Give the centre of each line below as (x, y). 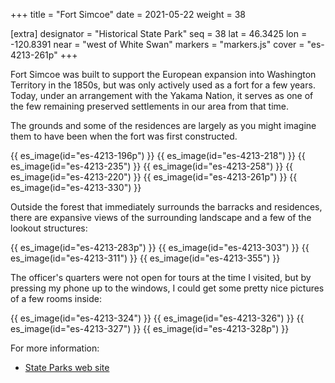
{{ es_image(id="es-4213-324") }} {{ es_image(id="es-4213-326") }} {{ (157, 318)
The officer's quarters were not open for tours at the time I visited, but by (161, 277)
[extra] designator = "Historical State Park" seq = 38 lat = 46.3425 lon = (159, 33)
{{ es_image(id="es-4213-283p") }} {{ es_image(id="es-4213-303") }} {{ (160, 247)
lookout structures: (49, 228)
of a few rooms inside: (56, 298)
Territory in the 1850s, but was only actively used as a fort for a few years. (163, 85)
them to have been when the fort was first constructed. (124, 136)
